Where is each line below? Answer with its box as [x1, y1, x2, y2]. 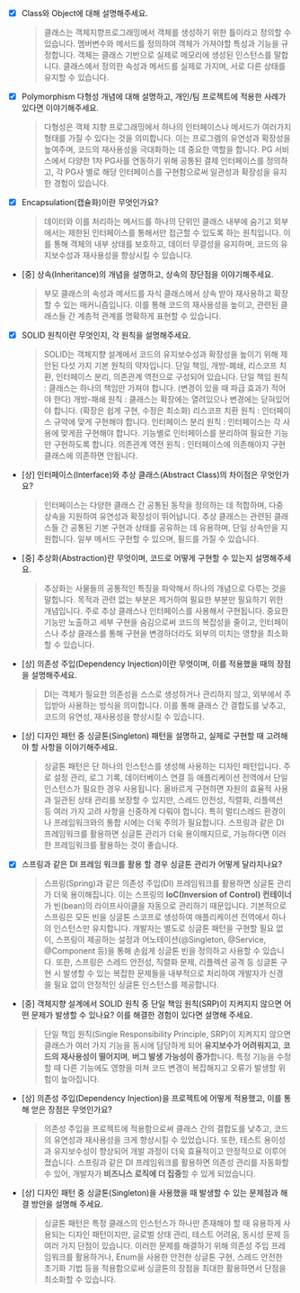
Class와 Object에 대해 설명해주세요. [21, 8, 149, 18]
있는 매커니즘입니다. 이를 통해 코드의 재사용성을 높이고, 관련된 [63, 300, 279, 311]
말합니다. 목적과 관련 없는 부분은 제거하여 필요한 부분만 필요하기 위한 [43, 594, 284, 605]
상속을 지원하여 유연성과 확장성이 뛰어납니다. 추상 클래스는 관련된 [43, 511, 272, 522]
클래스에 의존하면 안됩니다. [43, 450, 138, 461]
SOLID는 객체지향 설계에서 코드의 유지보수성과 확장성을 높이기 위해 [43, 349, 279, 360]
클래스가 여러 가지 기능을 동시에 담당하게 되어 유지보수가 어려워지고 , [43, 1040, 281, 1051]
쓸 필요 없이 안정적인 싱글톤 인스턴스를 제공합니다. [43, 980, 219, 990]
